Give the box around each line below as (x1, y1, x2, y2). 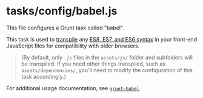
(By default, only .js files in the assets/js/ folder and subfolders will (21, 54, 193, 61)
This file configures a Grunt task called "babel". (6, 24, 124, 31)
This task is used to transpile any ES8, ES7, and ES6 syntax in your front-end (6, 35, 198, 43)
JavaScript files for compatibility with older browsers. (6, 42, 140, 49)
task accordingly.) (21, 73, 67, 80)
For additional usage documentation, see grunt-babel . (6, 84, 141, 91)
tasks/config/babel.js (6, 4, 118, 18)
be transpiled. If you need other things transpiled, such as (21, 60, 165, 67)
